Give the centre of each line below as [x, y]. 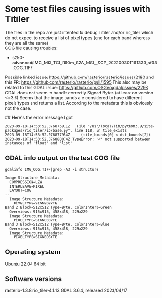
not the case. [18, 108]
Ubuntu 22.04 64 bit [25, 264]
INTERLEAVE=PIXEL [27, 186]
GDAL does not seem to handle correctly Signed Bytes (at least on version [79, 93]
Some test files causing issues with [78, 9]
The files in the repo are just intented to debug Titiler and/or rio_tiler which [79, 32]
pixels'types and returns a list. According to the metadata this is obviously [79, 103]
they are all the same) [27, 43]
